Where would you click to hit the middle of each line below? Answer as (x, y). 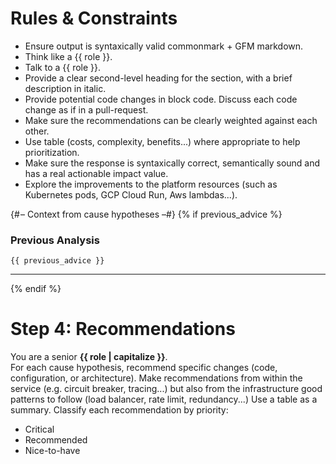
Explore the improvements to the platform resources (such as (151, 184)
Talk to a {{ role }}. (63, 67)
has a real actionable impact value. (96, 173)
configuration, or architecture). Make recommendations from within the (156, 378)
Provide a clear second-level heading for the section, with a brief (158, 78)
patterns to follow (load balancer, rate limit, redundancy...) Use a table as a (164, 399)
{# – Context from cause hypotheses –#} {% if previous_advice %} (146, 214)
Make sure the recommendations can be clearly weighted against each (171, 120)
